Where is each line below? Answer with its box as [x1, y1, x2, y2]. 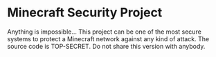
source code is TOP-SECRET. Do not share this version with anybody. [7, 42, 206, 50]
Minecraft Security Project [7, 5, 163, 21]
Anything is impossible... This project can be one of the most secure [7, 27, 202, 36]
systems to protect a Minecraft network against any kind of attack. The [7, 34, 210, 43]
